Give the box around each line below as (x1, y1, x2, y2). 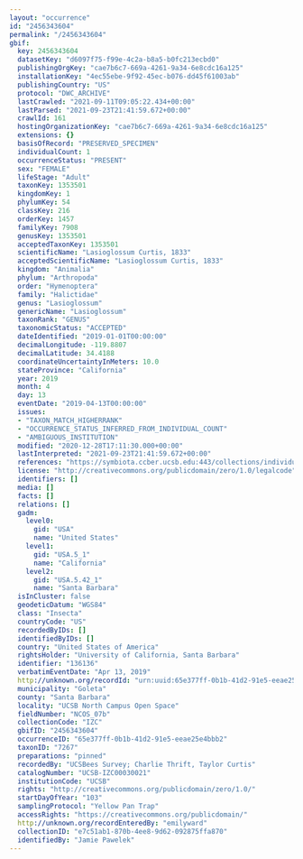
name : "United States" (32, 533, 119, 542)
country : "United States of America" (17, 642, 160, 651)
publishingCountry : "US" (17, 80, 111, 89)
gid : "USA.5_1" (32, 550, 91, 559)
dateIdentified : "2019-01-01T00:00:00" (17, 332, 168, 341)
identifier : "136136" (17, 660, 99, 669)
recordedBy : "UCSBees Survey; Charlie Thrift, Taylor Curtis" (17, 760, 256, 769)
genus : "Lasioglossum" (17, 299, 103, 308)
